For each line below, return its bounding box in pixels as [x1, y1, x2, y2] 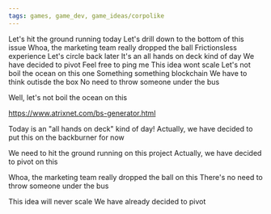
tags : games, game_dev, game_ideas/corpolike [8, 11, 164, 20]
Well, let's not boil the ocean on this [8, 92, 128, 102]
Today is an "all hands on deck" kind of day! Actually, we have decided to [8, 124, 253, 133]
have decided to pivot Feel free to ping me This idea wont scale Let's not [8, 60, 251, 69]
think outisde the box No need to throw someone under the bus [8, 77, 220, 86]
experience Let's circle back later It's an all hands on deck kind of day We [8, 51, 255, 61]
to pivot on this [8, 157, 58, 166]
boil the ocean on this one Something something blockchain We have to [8, 68, 248, 78]
